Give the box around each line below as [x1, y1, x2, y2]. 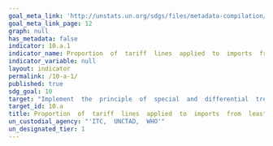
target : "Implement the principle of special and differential [8, 95, 249, 103]
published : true [8, 79, 63, 88]
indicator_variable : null [8, 58, 96, 66]
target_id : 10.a [8, 102, 63, 110]
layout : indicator [8, 65, 71, 73]
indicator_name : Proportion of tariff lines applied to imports [8, 49, 253, 58]
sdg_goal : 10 [8, 87, 53, 96]
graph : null [8, 27, 49, 35]
